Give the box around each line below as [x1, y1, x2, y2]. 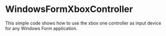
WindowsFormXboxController [5, 3, 133, 15]
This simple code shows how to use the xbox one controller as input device [5, 20, 161, 26]
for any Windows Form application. [5, 25, 78, 31]
